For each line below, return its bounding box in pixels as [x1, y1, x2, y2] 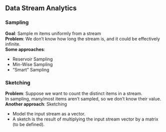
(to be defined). [12, 121, 45, 127]
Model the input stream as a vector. [12, 110, 86, 116]
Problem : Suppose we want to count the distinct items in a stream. [5, 90, 142, 96]
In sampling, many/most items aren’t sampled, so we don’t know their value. [5, 95, 161, 101]
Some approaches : [5, 46, 45, 52]
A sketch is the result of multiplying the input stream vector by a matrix [12, 116, 158, 122]
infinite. [5, 41, 21, 47]
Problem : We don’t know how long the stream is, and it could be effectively [5, 35, 160, 41]
